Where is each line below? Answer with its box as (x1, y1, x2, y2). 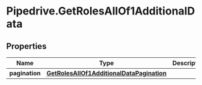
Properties (6, 41, 47, 51)
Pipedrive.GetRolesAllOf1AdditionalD (6, 4, 195, 18)
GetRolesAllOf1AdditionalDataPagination (46, 69, 167, 77)
